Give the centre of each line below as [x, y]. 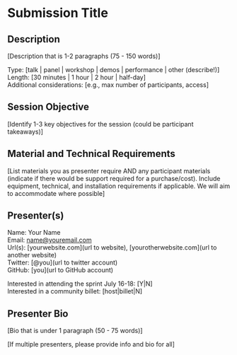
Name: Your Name [34, 233]
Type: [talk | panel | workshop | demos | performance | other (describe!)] [114, 70]
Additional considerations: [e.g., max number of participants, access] [108, 85]
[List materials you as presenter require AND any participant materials [109, 170]
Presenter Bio [38, 314]
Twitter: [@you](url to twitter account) [63, 262]
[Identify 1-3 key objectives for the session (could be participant [100, 124]
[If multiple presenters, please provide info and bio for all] [91, 344]
